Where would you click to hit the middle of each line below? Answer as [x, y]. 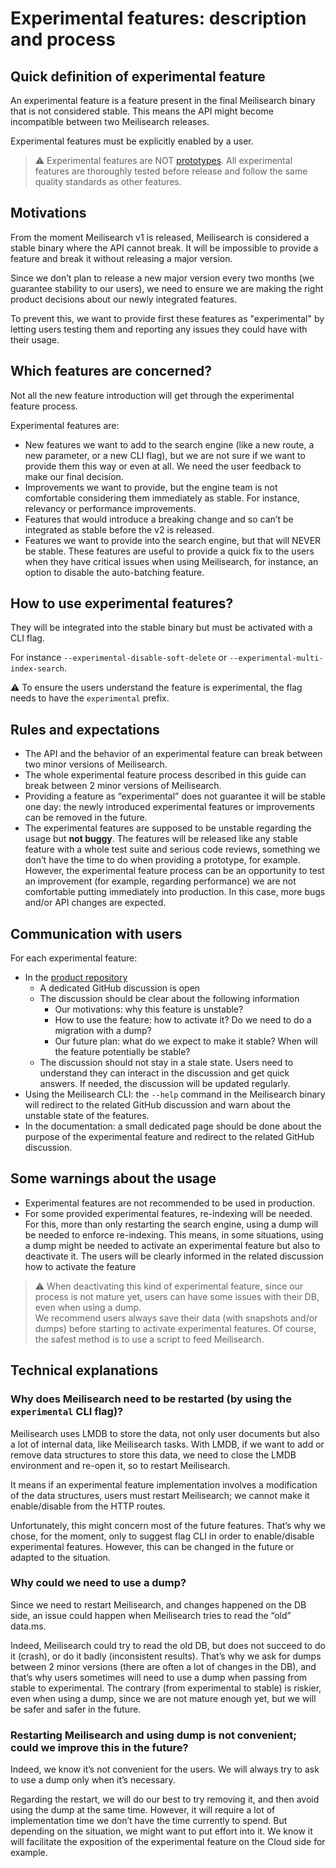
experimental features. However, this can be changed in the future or [152, 1546]
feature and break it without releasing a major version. [121, 258]
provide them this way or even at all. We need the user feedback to [163, 466]
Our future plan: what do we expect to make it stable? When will [186, 1041]
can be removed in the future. [86, 818]
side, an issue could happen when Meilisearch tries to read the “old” [151, 1615]
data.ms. [28, 1626]
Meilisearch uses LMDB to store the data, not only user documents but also [165, 1433]
